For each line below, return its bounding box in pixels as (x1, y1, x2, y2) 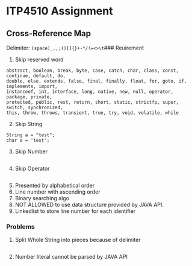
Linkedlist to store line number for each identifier (14, 207, 136, 215)
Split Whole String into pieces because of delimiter (14, 236, 141, 244)
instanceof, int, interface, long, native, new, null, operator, (6, 89, 173, 95)
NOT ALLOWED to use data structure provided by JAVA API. (14, 201, 164, 208)
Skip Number (14, 148, 48, 155)
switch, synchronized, (6, 104, 63, 110)
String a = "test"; (6, 132, 55, 138)
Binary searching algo (14, 195, 70, 201)
